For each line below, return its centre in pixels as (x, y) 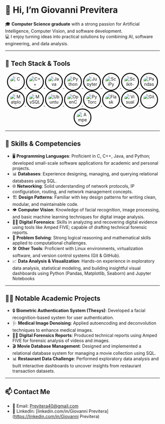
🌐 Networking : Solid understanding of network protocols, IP (73, 186)
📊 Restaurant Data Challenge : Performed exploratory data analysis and (85, 359)
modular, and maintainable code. (45, 204)
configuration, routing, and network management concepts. (73, 192)
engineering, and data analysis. (37, 43)
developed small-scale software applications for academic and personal (85, 163)
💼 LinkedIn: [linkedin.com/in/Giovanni (50, 411)
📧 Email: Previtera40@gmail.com (45, 406)
